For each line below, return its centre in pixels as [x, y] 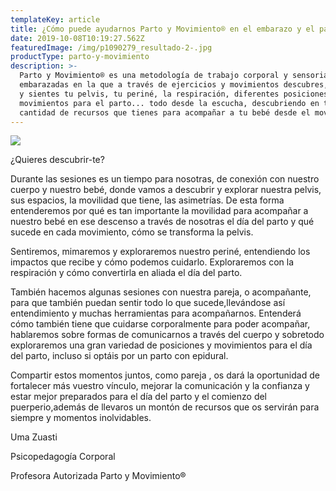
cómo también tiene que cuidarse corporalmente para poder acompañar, [160, 324]
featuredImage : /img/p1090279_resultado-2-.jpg [111, 47]
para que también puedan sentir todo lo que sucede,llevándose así [148, 303]
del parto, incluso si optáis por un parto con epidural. [119, 356]
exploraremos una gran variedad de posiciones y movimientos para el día [161, 345]
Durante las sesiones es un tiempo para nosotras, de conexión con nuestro [165, 179]
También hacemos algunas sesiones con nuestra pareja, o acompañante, [161, 292]
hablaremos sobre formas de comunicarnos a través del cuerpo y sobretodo [167, 335]
